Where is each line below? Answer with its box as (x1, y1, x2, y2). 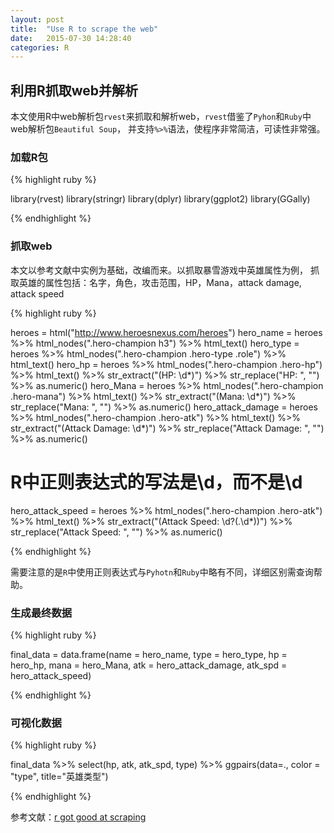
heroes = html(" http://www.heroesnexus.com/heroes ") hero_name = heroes (10, 326, 323, 338)
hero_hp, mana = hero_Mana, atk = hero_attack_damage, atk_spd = (10, 659, 288, 671)
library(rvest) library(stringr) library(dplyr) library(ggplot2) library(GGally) (10, 193, 311, 205)
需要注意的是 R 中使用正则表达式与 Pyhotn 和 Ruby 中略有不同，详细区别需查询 (10, 566, 314, 578)
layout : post (10, 14, 65, 25)
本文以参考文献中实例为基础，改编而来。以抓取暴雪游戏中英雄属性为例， (10, 264, 308, 276)
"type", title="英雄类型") (10, 771, 109, 783)
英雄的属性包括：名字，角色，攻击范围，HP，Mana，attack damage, (18, 276, 302, 288)
